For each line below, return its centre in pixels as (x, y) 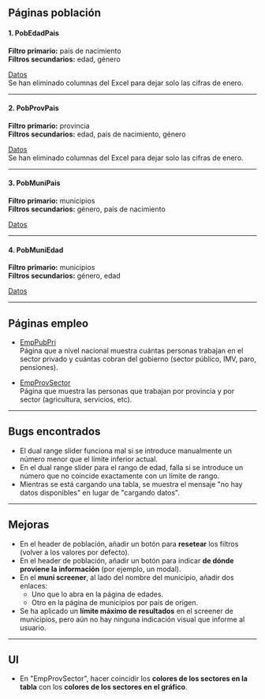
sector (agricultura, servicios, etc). (76, 400)
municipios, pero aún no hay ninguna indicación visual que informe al (132, 619)
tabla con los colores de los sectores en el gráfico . (103, 687)
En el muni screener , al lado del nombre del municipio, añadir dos (127, 577)
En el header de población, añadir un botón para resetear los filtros (129, 544)
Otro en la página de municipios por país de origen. (115, 602)
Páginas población (54, 13)
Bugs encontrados (54, 432)
